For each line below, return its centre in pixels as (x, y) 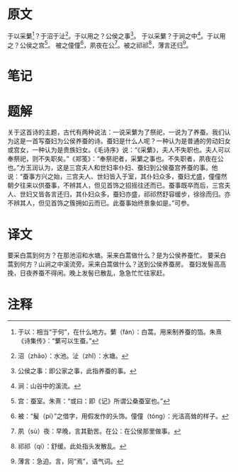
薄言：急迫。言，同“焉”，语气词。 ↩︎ (70, 461)
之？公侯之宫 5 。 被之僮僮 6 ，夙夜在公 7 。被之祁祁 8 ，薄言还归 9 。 (100, 45)
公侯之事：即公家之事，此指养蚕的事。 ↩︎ (77, 371)
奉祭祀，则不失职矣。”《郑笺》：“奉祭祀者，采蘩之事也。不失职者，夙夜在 (113, 159)
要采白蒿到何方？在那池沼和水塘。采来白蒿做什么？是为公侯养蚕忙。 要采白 (117, 255)
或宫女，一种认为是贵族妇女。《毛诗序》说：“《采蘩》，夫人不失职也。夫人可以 (119, 150)
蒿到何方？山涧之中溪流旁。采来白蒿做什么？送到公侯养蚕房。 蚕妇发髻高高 (117, 264)
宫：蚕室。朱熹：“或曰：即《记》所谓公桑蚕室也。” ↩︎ (94, 401)
